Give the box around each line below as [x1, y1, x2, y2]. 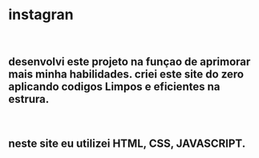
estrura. [8, 93, 50, 106]
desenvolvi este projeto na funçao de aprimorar [8, 55, 251, 69]
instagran [8, 6, 74, 24]
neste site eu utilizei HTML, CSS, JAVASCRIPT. [8, 137, 246, 151]
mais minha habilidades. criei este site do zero [8, 68, 245, 81]
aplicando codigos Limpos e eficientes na [8, 80, 221, 93]
